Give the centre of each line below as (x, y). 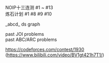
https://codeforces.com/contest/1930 (45, 49)
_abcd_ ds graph (23, 24)
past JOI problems (25, 34)
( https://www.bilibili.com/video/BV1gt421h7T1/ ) (55, 55)
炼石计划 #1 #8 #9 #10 (29, 14)
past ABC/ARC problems (31, 39)
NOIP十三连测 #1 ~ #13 (29, 7)
